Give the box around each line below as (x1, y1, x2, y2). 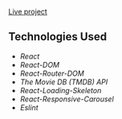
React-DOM (19, 59, 60, 69)
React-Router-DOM (19, 68, 84, 78)
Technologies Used (8, 30, 107, 43)
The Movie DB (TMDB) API (19, 76, 108, 87)
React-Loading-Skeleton (19, 85, 102, 95)
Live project (8, 7, 48, 16)
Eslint (19, 102, 39, 112)
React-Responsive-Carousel (19, 94, 114, 104)
